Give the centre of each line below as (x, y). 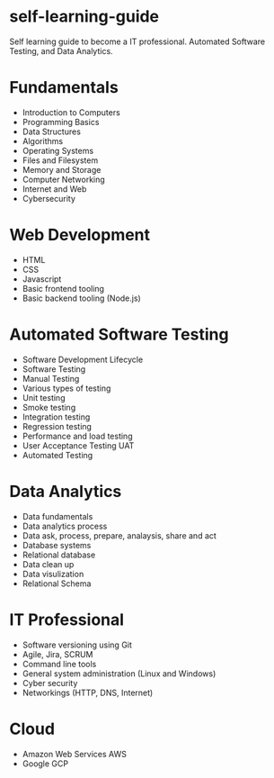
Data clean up (48, 564)
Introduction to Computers (71, 112)
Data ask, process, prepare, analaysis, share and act (119, 535)
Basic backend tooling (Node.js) (81, 298)
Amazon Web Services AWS (75, 754)
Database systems (57, 545)
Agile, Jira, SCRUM (57, 654)
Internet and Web (54, 189)
